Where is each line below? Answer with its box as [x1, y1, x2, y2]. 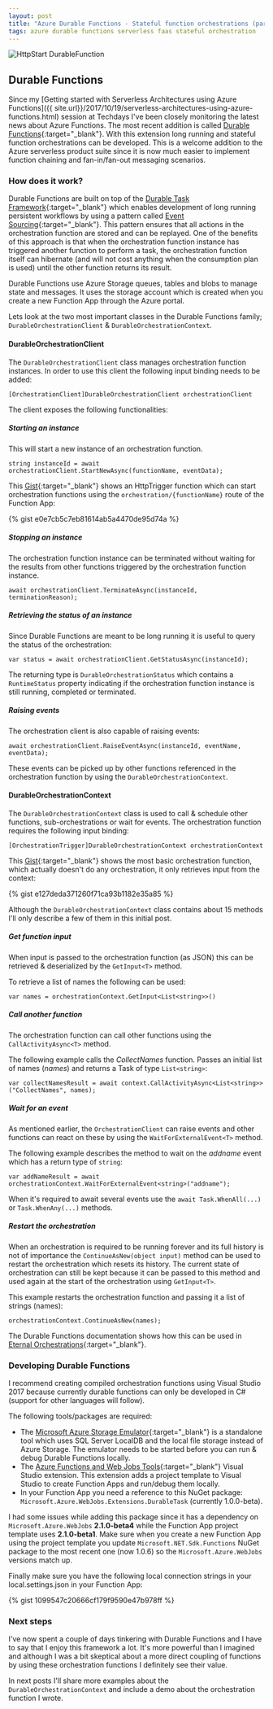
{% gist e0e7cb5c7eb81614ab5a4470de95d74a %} [8, 514, 180, 523]
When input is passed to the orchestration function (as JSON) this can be [8, 952, 253, 962]
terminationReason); [8, 593, 79, 601]
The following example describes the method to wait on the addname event [8, 1148, 262, 1158]
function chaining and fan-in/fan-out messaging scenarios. [8, 155, 206, 165]
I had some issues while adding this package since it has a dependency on [8, 1511, 258, 1522]
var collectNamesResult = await [8, 1079, 118, 1087]
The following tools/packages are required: [8, 1411, 153, 1421]
